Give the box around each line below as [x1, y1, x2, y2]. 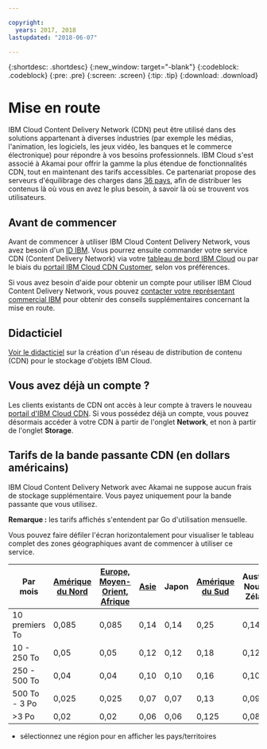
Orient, [102, 586, 129, 597]
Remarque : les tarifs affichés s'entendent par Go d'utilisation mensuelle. [8, 515, 248, 524]
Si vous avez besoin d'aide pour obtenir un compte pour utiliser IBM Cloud [8, 278, 252, 288]
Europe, [100, 566, 130, 577]
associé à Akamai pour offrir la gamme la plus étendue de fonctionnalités [8, 159, 248, 168]
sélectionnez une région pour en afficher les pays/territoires [19, 731, 217, 741]
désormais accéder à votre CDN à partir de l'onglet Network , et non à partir [8, 417, 257, 426]
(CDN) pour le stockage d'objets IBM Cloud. [8, 355, 153, 365]
